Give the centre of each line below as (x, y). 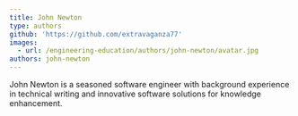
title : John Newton (46, 17)
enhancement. (36, 103)
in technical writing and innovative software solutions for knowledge (136, 94)
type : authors (36, 26)
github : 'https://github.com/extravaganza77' (96, 34)
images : (24, 42)
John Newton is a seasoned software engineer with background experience (149, 84)
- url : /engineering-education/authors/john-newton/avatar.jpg (138, 51)
